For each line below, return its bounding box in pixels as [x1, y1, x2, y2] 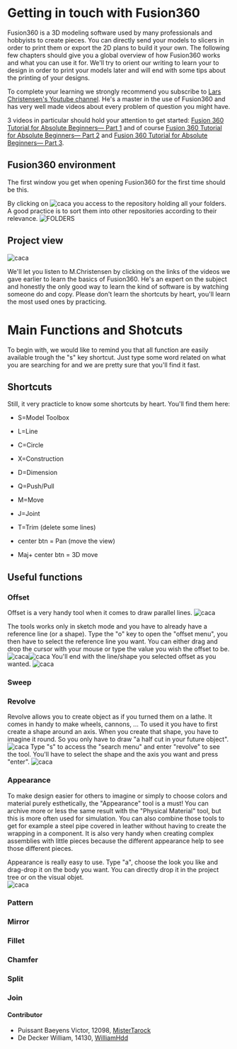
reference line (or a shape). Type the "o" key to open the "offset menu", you [7, 630, 229, 638]
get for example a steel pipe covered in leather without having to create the [7, 821, 226, 830]
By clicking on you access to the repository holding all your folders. [7, 199, 226, 207]
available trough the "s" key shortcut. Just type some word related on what [7, 352, 226, 362]
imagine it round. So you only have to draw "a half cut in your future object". [7, 735, 229, 744]
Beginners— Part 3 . [7, 138, 64, 147]
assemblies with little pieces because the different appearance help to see [7, 837, 224, 845]
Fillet [7, 936, 25, 946]
